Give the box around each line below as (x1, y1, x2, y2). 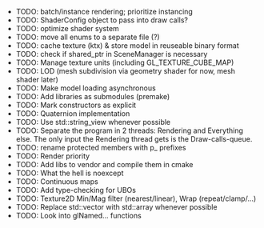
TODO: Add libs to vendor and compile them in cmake (15, 160, 194, 169)
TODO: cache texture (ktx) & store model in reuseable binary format (15, 41, 240, 50)
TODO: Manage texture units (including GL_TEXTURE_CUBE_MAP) (15, 58, 234, 67)
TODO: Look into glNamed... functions (15, 211, 142, 220)
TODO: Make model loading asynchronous (15, 83, 156, 93)
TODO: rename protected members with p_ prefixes (15, 143, 186, 152)
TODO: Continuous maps (15, 177, 98, 186)
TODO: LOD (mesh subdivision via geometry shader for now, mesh (15, 66, 236, 75)
